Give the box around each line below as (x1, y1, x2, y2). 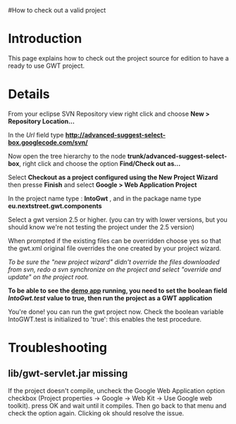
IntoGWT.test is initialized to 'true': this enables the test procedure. (8, 315, 202, 323)
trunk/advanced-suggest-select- (127, 152, 228, 160)
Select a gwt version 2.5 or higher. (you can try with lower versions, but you (8, 215, 228, 224)
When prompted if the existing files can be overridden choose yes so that (8, 236, 221, 245)
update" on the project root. (8, 272, 89, 281)
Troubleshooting (8, 340, 108, 356)
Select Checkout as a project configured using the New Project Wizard (8, 173, 218, 181)
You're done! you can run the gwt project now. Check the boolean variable (8, 307, 224, 316)
